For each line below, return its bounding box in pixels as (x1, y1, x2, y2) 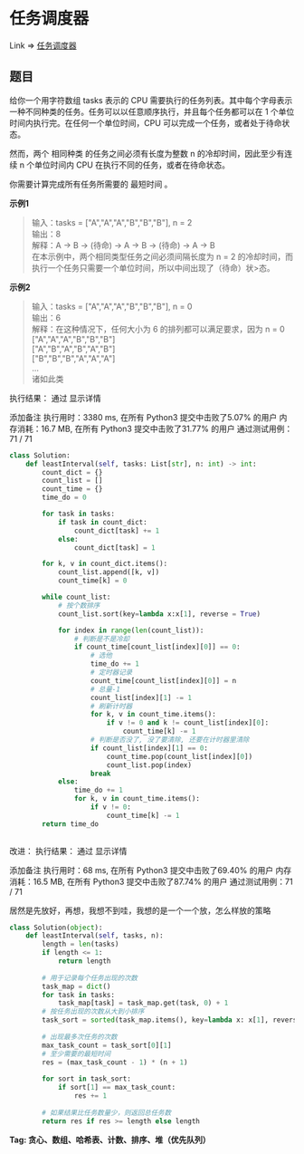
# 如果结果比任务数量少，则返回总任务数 (42, 1108, 172, 1117)
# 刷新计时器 (90, 701, 133, 711)
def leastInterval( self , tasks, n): (25, 931, 165, 940)
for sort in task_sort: (42, 1074, 131, 1083)
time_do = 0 (42, 493, 88, 503)
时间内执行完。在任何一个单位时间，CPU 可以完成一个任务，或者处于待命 (9, 117, 282, 128)
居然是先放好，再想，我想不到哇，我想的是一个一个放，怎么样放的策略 (9, 905, 271, 916)
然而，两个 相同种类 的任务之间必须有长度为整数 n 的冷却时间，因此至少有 (9, 148, 285, 159)
